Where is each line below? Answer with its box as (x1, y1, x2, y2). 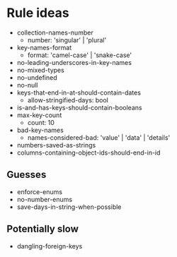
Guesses (6, 169, 47, 181)
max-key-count (16, 111, 62, 119)
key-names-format (16, 43, 72, 52)
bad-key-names (16, 126, 64, 134)
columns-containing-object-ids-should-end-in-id (16, 148, 161, 157)
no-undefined (16, 73, 57, 82)
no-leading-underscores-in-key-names (16, 58, 132, 66)
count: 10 (27, 118, 55, 126)
